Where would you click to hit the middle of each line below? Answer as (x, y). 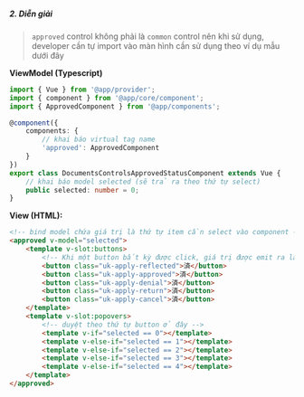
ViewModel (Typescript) (56, 72)
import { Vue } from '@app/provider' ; (82, 90)
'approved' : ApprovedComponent (101, 148)
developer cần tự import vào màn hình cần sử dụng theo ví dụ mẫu (156, 45)
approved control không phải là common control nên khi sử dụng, (147, 36)
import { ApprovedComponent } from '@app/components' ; (115, 106)
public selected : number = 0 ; (83, 190)
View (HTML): (36, 216)
